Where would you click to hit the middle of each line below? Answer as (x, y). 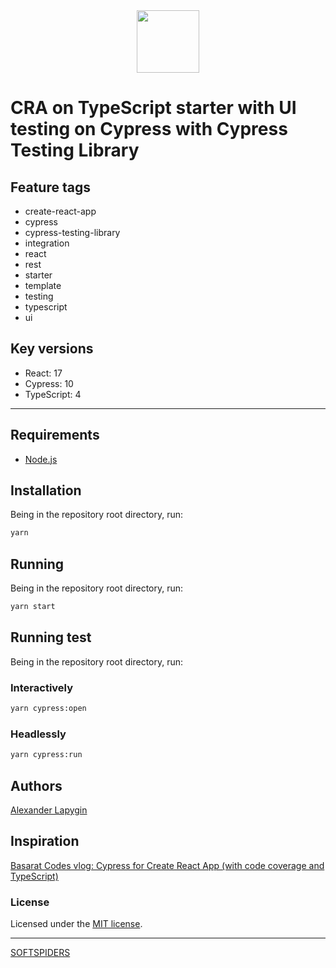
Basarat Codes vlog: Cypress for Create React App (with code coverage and (167, 865)
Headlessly (38, 734)
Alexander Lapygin (49, 810)
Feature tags (50, 187)
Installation (46, 490)
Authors (36, 785)
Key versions (52, 349)
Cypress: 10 (49, 383)
